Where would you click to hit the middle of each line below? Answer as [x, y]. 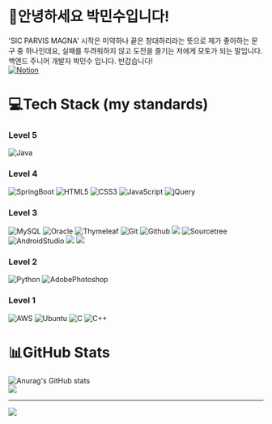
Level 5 [23, 135]
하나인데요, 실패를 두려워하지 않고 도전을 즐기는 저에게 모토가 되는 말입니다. [144, 50]
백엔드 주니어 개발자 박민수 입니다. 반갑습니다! [81, 61]
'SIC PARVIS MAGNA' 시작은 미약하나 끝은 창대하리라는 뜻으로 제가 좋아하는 [129, 41]
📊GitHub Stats [59, 352]
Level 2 [23, 262]
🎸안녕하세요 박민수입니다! [89, 17]
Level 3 [23, 212]
